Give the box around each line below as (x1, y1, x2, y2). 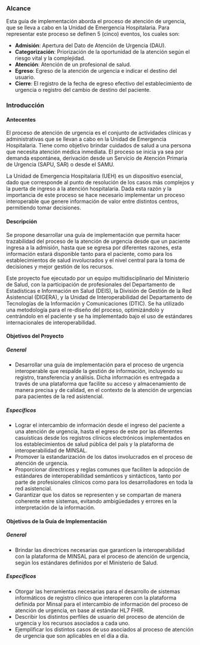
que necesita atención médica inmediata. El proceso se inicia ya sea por (6, 148, 184, 156)
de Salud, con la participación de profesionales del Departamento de (6, 280, 176, 288)
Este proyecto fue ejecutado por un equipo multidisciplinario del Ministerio (6, 274, 189, 282)
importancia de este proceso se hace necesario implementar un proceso (6, 192, 185, 199)
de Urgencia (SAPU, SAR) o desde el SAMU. (6, 161, 115, 168)
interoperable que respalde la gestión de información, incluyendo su (14, 368, 183, 375)
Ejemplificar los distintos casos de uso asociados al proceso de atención (14, 625, 194, 633)
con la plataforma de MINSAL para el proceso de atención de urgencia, (14, 553, 190, 560)
